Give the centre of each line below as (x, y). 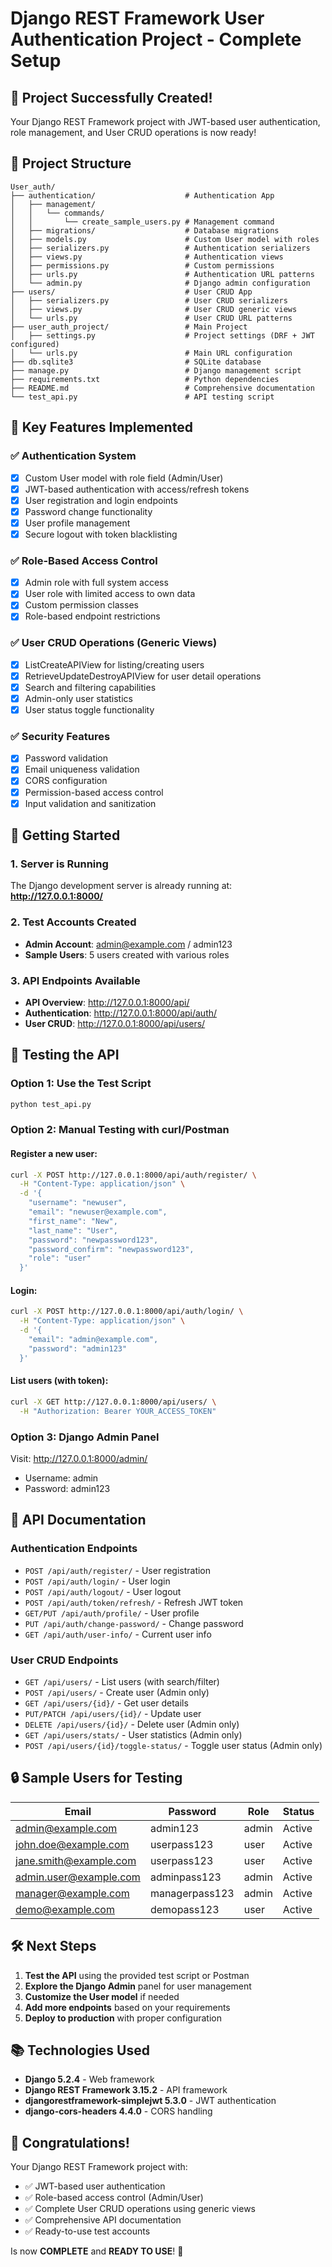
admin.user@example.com (78, 1877)
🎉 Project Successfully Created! (111, 97)
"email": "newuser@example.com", (98, 1212)
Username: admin (61, 1478)
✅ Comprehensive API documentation (103, 2220)
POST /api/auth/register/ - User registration (118, 1570)
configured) (35, 344)
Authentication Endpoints (74, 1549)
